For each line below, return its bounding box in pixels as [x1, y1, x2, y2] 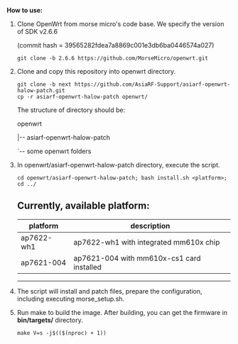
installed [73, 262, 102, 272]
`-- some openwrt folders [16, 147, 92, 155]
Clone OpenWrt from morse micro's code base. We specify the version [16, 20, 225, 28]
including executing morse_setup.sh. [16, 294, 125, 303]
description [130, 221, 171, 231]
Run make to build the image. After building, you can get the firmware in [16, 308, 228, 316]
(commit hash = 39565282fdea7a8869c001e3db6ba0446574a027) [16, 41, 215, 49]
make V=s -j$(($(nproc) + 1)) [16, 329, 107, 336]
